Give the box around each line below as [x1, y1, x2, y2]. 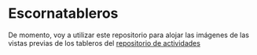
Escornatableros [8, 5, 119, 22]
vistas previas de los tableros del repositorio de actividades [8, 38, 200, 47]
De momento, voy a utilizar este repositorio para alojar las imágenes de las [8, 30, 250, 40]
